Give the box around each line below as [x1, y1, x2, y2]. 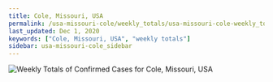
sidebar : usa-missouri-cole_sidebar [8, 42, 132, 50]
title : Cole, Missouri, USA [8, 11, 104, 20]
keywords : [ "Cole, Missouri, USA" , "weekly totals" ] [8, 34, 191, 43]
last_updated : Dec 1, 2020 [8, 27, 100, 35]
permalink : [8, 19, 45, 28]
